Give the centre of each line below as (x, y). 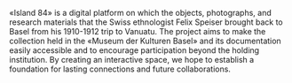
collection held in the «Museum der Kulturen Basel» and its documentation (145, 41)
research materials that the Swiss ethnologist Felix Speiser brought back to (146, 22)
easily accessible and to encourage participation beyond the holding (134, 50)
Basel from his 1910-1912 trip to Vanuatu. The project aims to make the (138, 31)
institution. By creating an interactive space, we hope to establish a (132, 60)
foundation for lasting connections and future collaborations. (120, 69)
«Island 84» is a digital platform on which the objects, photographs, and (141, 13)
